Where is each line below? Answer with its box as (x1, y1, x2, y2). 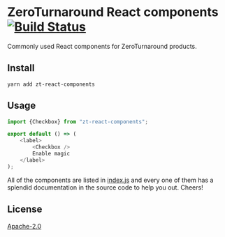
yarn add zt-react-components (7, 81, 96, 88)
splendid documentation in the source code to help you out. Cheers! (7, 183, 204, 192)
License (7, 204, 43, 215)
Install (7, 62, 35, 74)
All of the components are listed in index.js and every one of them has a (7, 176, 214, 184)
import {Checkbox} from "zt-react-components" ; (7, 118, 149, 125)
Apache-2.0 (7, 222, 42, 230)
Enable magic (32, 151, 71, 158)
